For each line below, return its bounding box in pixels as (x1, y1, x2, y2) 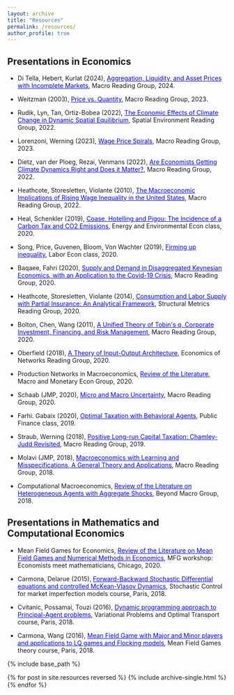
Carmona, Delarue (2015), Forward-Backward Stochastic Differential (17, 574, 214, 583)
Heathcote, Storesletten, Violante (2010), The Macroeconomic (17, 186, 196, 195)
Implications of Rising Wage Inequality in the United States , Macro (17, 193, 207, 202)
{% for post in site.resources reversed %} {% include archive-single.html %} (7, 673, 227, 681)
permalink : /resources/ (7, 23, 77, 30)
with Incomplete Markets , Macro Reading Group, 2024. (17, 82, 175, 90)
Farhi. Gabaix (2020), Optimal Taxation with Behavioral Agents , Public (17, 412, 218, 420)
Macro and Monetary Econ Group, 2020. (17, 378, 134, 386)
